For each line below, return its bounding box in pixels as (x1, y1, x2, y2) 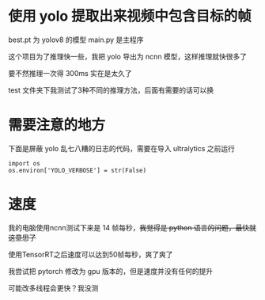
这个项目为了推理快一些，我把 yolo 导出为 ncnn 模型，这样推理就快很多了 (8, 51, 248, 61)
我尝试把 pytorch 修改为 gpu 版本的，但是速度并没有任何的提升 (8, 266, 214, 275)
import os (8, 159, 41, 167)
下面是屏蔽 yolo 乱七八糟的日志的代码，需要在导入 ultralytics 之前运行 (8, 143, 235, 153)
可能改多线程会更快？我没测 (8, 283, 99, 293)
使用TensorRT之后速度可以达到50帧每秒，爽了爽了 (8, 249, 173, 259)
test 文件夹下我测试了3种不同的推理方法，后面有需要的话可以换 (8, 85, 214, 95)
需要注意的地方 (8, 116, 106, 135)
